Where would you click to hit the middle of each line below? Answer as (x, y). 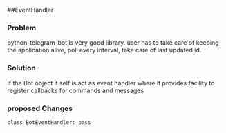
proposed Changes (40, 108)
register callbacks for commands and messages (75, 90)
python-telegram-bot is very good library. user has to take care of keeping (113, 43)
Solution (22, 68)
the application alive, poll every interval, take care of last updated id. (104, 50)
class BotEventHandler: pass (49, 122)
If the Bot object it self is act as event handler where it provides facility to (111, 83)
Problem (22, 28)
